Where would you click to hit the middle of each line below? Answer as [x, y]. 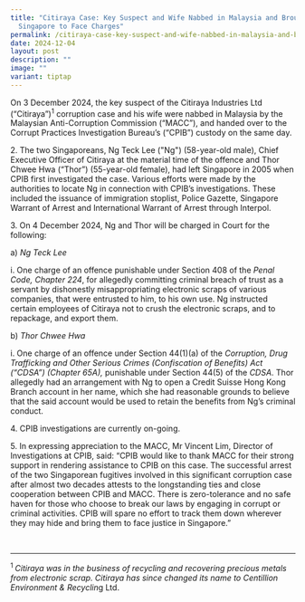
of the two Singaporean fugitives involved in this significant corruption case [151, 475]
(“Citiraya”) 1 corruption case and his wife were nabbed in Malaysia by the [147, 112]
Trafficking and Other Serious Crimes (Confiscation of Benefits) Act [137, 363]
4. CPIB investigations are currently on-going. [95, 429]
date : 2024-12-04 [43, 43]
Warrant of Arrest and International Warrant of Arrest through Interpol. [141, 208]
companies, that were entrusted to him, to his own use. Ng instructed [139, 299]
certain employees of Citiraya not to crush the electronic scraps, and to [143, 309]
